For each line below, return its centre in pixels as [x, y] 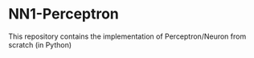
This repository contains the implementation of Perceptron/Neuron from [127, 36]
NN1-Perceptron [63, 14]
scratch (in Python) [40, 44]
